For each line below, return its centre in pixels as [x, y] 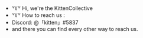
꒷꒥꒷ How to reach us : [38, 15]
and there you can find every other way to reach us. [75, 29]
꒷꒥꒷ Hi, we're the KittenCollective [52, 8]
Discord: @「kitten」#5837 [45, 23]
